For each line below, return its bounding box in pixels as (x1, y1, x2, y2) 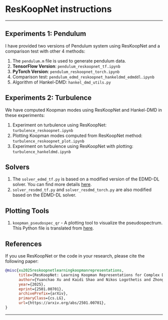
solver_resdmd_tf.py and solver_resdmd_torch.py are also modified (12, 186, 151, 193)
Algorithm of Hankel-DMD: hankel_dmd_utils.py (12, 79, 111, 85)
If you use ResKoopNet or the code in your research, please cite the (5, 253, 145, 258)
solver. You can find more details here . (12, 181, 92, 187)
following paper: (5, 258, 39, 264)
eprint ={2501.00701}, (18, 286, 64, 291)
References (5, 239, 42, 248)
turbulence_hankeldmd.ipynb (12, 149, 71, 154)
